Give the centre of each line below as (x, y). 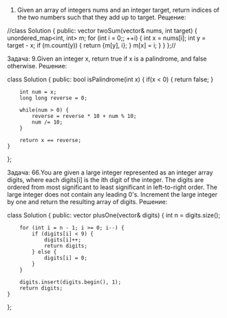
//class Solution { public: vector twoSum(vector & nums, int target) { (102, 31)
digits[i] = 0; (66, 258)
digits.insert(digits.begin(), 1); (71, 282)
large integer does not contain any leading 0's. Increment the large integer (112, 195)
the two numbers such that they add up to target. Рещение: (101, 17)
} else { (44, 252)
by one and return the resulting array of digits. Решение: (87, 202)
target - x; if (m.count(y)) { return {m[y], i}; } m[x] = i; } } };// (91, 45)
